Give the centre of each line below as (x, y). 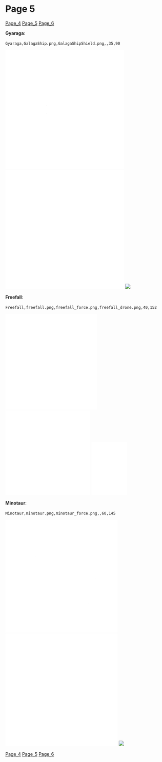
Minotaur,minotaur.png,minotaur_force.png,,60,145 (60, 513)
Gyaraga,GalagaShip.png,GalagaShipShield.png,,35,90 (63, 43)
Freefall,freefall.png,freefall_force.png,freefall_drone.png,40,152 (81, 307)
